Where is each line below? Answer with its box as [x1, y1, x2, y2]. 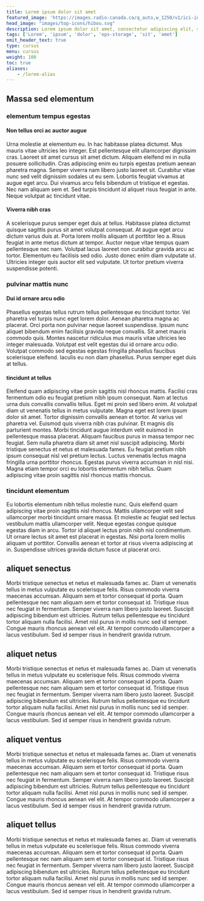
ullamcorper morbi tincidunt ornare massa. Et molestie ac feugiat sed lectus [6, 513, 196, 520]
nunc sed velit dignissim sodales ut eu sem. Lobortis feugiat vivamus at [6, 173, 185, 180]
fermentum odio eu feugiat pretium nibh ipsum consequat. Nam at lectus [6, 394, 188, 401]
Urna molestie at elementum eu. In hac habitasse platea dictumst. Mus [6, 140, 183, 148]
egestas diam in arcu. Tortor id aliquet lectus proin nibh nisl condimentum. [6, 526, 192, 534]
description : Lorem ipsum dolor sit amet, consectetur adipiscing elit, [6, 26, 194, 32]
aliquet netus [6, 649, 58, 659]
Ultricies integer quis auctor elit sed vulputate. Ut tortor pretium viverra [6, 258, 184, 265]
